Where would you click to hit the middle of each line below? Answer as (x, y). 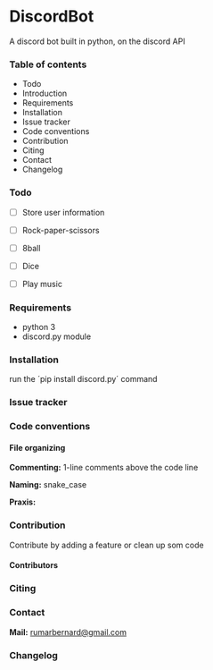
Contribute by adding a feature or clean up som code (106, 545)
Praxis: (23, 502)
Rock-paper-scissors (61, 230)
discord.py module (57, 336)
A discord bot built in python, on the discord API (97, 41)
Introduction (45, 93)
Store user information (63, 212)
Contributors (34, 565)
